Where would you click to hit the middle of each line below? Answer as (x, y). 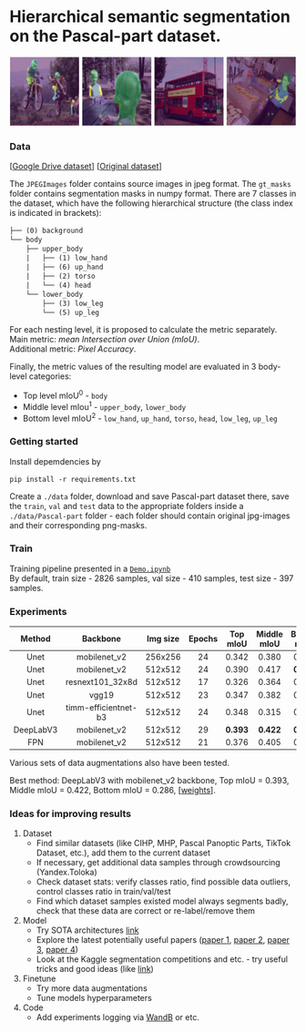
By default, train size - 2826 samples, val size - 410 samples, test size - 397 (152, 578)
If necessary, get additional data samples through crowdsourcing (158, 863)
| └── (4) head (59, 286)
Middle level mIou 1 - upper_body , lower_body (104, 405)
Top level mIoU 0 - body (65, 395)
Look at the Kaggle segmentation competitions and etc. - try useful (162, 959)
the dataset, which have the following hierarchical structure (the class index (151, 203)
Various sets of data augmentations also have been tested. (120, 762)
